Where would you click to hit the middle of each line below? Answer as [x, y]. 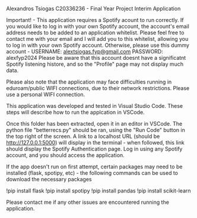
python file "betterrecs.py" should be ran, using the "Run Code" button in [96, 130]
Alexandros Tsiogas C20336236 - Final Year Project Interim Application [93, 9]
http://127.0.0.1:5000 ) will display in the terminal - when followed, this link [96, 142]
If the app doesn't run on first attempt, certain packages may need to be [94, 166]
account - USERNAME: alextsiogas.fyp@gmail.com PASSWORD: [85, 52]
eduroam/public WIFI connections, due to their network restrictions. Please [98, 88]
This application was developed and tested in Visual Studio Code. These [95, 106]
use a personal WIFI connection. [46, 94]
